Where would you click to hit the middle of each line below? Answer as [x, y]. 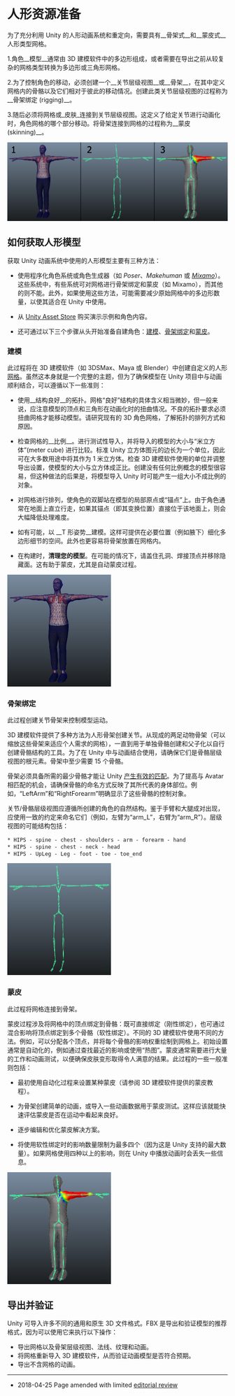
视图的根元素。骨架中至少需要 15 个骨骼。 [67, 761]
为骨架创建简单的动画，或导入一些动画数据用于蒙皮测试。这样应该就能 [119, 1106]
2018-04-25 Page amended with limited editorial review [98, 1385]
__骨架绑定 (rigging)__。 [41, 99]
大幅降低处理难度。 [45, 518]
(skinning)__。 [28, 132]
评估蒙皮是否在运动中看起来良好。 [73, 1114]
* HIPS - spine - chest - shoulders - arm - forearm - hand [97, 840]
